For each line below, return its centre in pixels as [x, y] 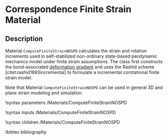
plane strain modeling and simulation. [44, 93]
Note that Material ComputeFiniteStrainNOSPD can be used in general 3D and [84, 87]
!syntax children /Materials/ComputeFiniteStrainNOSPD [63, 122]
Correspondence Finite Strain [68, 9]
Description [24, 39]
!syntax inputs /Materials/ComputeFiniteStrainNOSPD [61, 112]
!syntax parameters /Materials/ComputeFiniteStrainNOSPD [66, 103]
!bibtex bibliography [26, 132]
